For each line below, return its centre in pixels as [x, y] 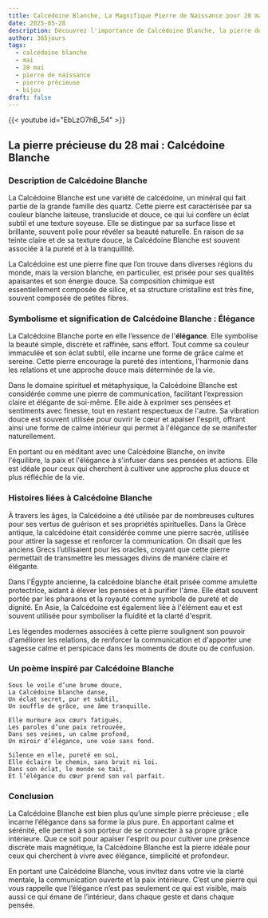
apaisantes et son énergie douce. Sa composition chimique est [112, 281]
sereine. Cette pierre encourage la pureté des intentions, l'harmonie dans [128, 362]
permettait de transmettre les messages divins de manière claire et [118, 558]
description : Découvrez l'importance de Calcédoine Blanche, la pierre [130, 30]
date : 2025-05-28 [37, 23]
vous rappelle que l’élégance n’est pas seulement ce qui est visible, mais [128, 888]
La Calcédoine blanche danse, [59, 692]
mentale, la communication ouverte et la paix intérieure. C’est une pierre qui [133, 880]
